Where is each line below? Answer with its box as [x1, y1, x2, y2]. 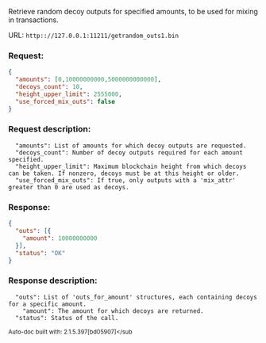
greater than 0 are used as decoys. [8, 183, 129, 191]
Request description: [8, 124, 91, 135]
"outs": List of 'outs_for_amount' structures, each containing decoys [15, 293, 258, 301]
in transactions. [8, 15, 59, 25]
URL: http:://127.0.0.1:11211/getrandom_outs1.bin [8, 31, 179, 40]
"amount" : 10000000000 [22, 234, 98, 242]
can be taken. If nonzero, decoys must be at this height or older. [8, 170, 240, 177]
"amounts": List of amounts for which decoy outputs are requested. [15, 142, 247, 150]
